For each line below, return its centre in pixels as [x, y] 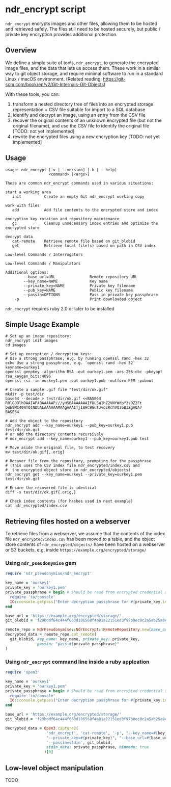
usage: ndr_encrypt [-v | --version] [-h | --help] [61, 170]
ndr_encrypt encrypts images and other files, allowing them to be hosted [81, 23]
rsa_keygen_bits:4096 [28, 376]
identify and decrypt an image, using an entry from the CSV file [79, 115]
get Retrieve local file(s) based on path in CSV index [84, 246]
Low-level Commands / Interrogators [44, 254]
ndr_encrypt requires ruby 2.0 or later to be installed [60, 308]
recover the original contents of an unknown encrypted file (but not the [87, 120]
